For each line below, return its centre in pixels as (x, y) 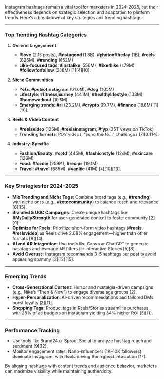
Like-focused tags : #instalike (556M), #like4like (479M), (78, 65)
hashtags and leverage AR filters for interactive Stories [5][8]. (74, 248)
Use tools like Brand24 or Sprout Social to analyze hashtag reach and (82, 341)
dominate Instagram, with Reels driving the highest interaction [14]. (80, 357)
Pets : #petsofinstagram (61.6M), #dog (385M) (67, 89)
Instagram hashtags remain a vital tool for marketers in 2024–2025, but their (82, 7)
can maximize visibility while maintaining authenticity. (59, 371)
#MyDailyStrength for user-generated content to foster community (80, 218)
